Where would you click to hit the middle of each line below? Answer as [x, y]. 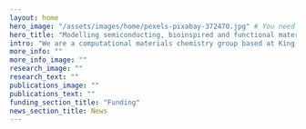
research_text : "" [44, 77]
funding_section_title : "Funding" [75, 102]
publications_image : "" [55, 85]
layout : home [34, 18]
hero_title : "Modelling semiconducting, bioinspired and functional [142, 35]
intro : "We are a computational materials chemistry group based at [142, 43]
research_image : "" [46, 69]
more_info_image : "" [49, 60]
